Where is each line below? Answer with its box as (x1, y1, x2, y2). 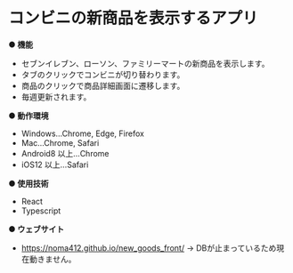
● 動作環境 (8, 110, 50, 121)
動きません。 (28, 253, 77, 264)
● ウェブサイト (8, 223, 65, 234)
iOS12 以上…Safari (20, 159, 89, 170)
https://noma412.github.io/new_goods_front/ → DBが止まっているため (20, 242, 277, 253)
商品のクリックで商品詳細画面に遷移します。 (20, 80, 185, 91)
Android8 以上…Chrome (20, 148, 110, 158)
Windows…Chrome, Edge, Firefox (20, 128, 144, 139)
